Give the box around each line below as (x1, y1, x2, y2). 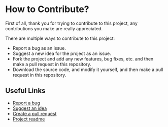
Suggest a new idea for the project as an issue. (12, 50, 112, 56)
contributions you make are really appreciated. (5, 25, 103, 31)
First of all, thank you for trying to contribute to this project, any (5, 20, 138, 26)
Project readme (12, 116, 45, 122)
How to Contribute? (5, 4, 90, 15)
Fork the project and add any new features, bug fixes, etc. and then (12, 55, 154, 61)
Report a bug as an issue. (12, 45, 66, 51)
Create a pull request (12, 110, 57, 116)
